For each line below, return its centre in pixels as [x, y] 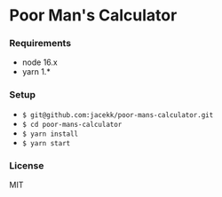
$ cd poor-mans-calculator [72, 124]
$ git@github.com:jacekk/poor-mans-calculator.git [118, 115]
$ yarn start [46, 143]
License [27, 165]
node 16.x [40, 62]
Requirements [40, 43]
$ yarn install [50, 134]
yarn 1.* [36, 72]
